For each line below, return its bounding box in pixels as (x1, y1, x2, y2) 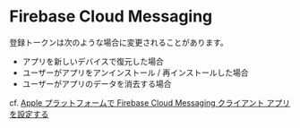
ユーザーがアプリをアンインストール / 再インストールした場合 (21, 67, 249, 78)
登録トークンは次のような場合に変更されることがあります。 (9, 37, 228, 47)
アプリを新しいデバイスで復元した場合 (21, 55, 164, 66)
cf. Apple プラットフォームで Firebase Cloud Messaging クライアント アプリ (9, 97, 291, 108)
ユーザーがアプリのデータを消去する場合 (21, 78, 172, 89)
